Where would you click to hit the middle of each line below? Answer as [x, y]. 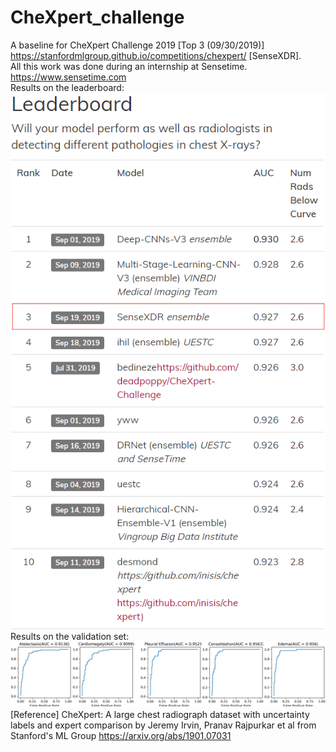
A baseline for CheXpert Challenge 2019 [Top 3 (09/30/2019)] [137, 45]
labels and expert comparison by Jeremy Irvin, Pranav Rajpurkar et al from [163, 725]
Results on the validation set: [70, 637]
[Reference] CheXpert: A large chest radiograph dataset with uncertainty [160, 715]
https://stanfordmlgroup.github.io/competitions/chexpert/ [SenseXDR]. [156, 55]
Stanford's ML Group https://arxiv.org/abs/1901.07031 [121, 736]
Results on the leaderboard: [67, 87]
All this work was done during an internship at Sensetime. [129, 66]
